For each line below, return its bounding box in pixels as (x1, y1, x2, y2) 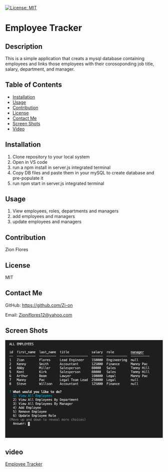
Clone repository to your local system (12, 153, 90, 160)
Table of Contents (5, 81, 62, 89)
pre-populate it (12, 175, 43, 181)
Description (5, 42, 42, 51)
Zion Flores (5, 247, 28, 253)
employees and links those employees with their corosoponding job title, (5, 61, 154, 67)
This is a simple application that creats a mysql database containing (5, 56, 145, 61)
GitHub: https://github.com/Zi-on (5, 302, 73, 308)
